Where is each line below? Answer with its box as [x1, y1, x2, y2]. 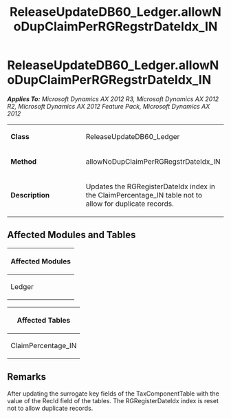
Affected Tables [16, 315, 71, 325]
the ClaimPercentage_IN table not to [85, 190, 203, 200]
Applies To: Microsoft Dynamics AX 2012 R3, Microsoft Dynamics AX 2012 [7, 94, 219, 103]
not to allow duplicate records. [7, 404, 93, 412]
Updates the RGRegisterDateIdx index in [85, 182, 215, 191]
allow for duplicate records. [85, 199, 174, 208]
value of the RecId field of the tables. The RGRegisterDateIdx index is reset [7, 396, 219, 405]
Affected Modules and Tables [7, 229, 136, 241]
